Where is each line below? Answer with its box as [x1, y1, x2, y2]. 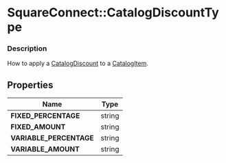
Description [7, 44, 47, 53]
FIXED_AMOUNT [10, 122, 66, 131]
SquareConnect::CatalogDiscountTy [7, 5, 220, 21]
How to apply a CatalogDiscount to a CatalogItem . [7, 60, 149, 68]
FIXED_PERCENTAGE [10, 111, 80, 121]
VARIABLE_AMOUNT [10, 145, 80, 154]
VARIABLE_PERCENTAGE [10, 134, 94, 143]
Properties [7, 79, 54, 90]
